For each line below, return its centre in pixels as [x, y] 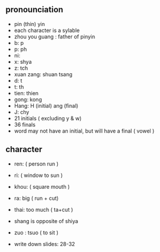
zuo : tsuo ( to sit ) [36, 232]
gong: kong [28, 99]
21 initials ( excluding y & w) [48, 118]
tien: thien [26, 93]
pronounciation [34, 10]
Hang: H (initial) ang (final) [46, 105]
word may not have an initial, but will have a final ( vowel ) [84, 131]
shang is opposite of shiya [46, 221]
